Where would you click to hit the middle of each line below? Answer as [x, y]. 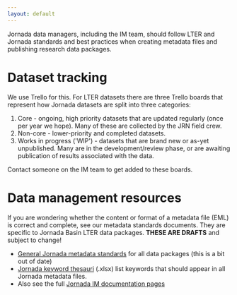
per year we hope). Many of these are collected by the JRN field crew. [120, 126]
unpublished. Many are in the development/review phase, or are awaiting [124, 148]
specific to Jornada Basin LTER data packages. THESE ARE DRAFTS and [114, 232]
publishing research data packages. [59, 49]
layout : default [31, 14]
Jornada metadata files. [52, 276]
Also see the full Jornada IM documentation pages [91, 284]
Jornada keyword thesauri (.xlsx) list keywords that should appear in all [121, 268]
